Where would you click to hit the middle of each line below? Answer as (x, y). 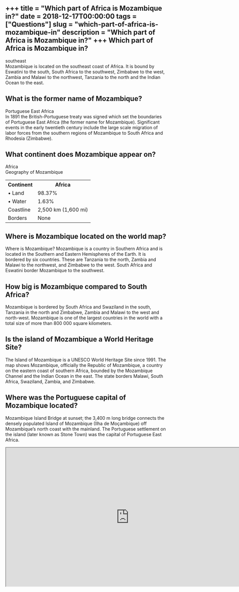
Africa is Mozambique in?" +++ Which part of (79, 40)
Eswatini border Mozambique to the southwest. (55, 271)
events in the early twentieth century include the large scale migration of (82, 127)
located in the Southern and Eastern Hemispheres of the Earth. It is (76, 254)
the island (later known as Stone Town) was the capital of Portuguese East (83, 434)
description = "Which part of (109, 33)
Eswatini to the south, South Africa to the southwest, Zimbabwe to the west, (85, 72)
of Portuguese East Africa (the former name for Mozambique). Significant (82, 122)
